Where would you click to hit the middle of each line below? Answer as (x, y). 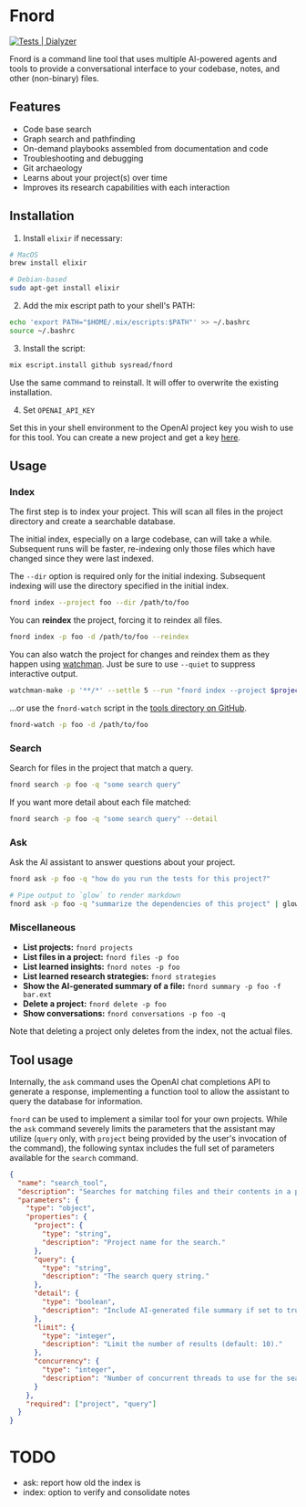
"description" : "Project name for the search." (134, 1242)
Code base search (57, 129)
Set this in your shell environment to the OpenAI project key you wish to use (152, 427)
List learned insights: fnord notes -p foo (101, 967)
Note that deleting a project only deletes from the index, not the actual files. (151, 1031)
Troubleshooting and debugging (83, 158)
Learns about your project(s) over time (95, 177)
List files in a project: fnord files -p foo (101, 957)
